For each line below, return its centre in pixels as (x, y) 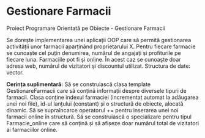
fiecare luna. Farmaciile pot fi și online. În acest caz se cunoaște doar (94, 59)
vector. (15, 72)
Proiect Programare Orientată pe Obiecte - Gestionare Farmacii (86, 28)
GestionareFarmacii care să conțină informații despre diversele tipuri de (96, 90)
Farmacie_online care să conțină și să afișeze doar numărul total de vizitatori (103, 123)
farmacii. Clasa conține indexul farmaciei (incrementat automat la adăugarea (102, 97)
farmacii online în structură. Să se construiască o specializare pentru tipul (99, 117)
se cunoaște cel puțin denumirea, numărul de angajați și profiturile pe (94, 53)
